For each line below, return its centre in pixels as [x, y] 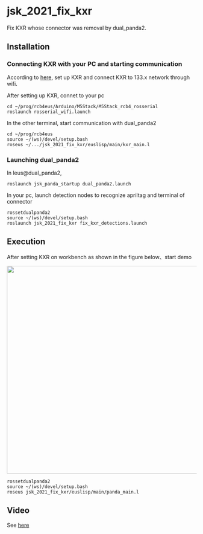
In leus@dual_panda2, [34, 173]
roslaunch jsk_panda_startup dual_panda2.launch [69, 184]
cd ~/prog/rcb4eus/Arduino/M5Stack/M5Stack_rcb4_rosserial [83, 106]
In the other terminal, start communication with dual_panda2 [82, 123]
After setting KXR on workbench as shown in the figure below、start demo [99, 257]
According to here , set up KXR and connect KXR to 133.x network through [98, 77]
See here [18, 525]
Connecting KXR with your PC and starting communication [95, 64]
